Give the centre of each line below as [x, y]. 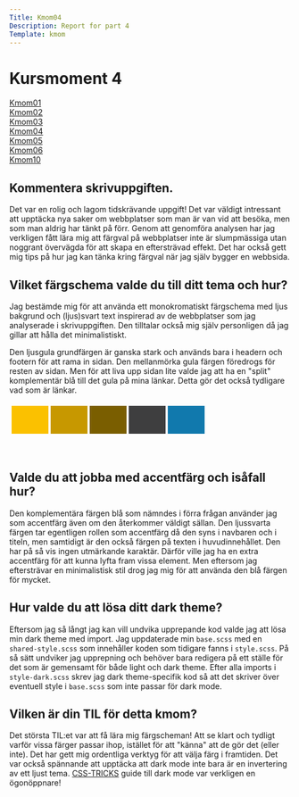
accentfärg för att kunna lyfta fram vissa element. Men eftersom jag [133, 560]
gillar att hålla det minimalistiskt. [68, 335]
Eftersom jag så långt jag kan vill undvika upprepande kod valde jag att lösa [148, 629]
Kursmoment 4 [66, 78]
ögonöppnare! [35, 783]
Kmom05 [26, 141]
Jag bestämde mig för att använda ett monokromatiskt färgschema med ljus [149, 306]
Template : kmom [37, 34]
